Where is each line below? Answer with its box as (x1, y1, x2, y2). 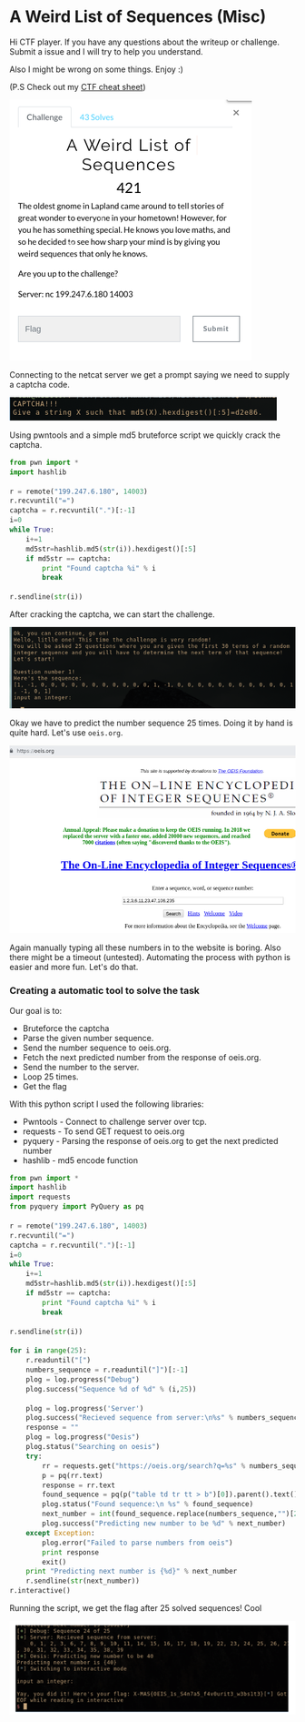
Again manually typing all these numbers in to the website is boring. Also (9, 942, 281, 953)
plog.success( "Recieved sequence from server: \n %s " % (25, 1413, 233, 1423)
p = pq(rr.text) (42, 1471, 103, 1480)
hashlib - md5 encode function (22, 1154, 139, 1166)
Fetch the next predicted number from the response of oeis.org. (22, 1051, 261, 1062)
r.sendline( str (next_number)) (25, 1576, 141, 1585)
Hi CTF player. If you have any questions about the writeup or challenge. (9, 36, 280, 47)
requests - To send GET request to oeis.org (22, 1126, 185, 1137)
